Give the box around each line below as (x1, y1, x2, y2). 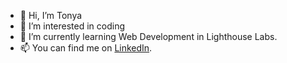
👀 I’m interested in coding (19, 20, 126, 32)
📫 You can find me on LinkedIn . (19, 42, 153, 54)
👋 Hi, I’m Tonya (19, 10, 83, 21)
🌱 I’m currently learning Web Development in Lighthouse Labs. (19, 31, 278, 42)
